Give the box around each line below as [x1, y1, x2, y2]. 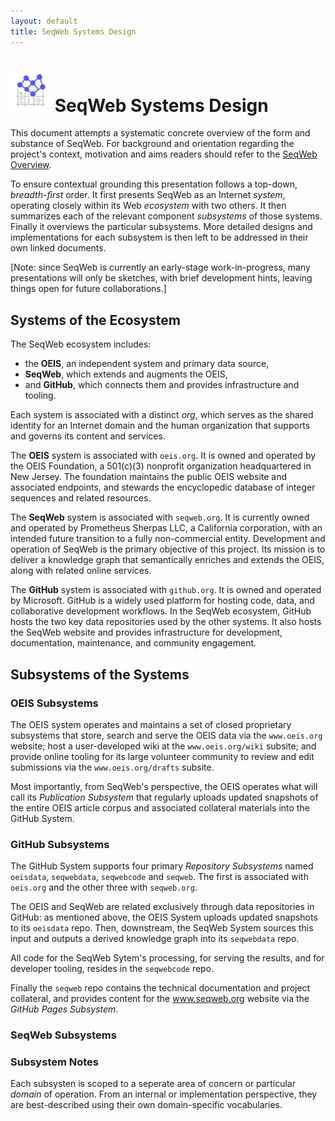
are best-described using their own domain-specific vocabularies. [10, 1099, 283, 1111]
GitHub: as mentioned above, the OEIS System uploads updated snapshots [10, 911, 318, 924]
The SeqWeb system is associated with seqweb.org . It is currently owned [10, 511, 310, 524]
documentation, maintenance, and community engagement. [10, 637, 257, 649]
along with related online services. [10, 565, 152, 577]
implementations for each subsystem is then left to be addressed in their [10, 231, 309, 244]
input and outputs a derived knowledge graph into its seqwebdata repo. [10, 933, 300, 945]
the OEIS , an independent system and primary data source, [24, 358, 270, 370]
